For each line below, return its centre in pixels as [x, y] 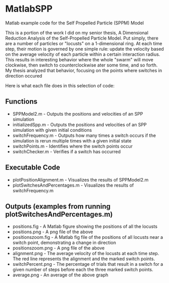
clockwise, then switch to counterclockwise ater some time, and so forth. [81, 65]
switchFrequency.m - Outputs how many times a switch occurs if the [84, 135]
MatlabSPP [29, 9]
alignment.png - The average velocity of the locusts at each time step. [86, 254]
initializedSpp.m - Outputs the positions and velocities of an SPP [79, 124]
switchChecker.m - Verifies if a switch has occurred [67, 151]
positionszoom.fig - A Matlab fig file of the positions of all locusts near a [88, 237]
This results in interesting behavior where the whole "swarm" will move [79, 59]
